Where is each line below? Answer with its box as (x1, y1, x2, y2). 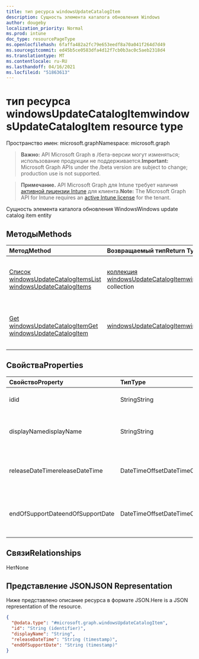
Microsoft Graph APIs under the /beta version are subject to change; (20, 164, 188, 171)
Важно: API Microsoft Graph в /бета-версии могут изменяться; (20, 151, 180, 158)
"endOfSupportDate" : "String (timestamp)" (11, 642, 118, 648)
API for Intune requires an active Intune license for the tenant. (20, 194, 171, 201)
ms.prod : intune (6, 31, 46, 37)
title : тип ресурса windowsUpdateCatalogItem (6, 8, 120, 15)
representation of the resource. (6, 603, 82, 610)
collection (107, 283, 134, 290)
